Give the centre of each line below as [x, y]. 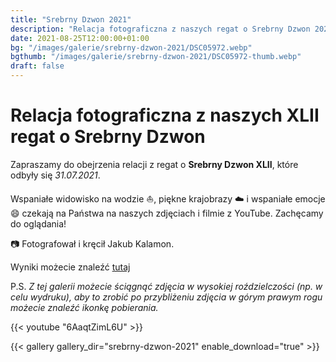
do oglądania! [38, 223]
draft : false [37, 66]
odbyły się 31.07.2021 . [55, 175]
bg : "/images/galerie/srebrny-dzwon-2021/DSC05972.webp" [131, 47]
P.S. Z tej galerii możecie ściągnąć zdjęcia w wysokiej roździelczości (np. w [166, 286]
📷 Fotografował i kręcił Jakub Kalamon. [92, 243]
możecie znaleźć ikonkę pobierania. [84, 307]
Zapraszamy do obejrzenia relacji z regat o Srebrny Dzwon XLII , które [154, 164]
